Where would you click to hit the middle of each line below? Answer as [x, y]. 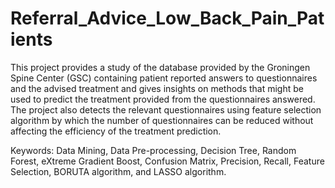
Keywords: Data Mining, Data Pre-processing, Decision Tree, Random [153, 150]
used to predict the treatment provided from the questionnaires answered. [163, 99]
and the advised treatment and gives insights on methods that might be [157, 88]
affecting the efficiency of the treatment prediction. [116, 131]
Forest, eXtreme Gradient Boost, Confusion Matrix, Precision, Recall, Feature [167, 161]
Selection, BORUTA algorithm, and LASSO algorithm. [118, 171]
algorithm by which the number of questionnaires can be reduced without [162, 120]
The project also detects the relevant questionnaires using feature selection [166, 109]
